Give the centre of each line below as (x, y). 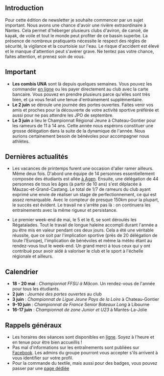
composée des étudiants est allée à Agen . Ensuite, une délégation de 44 (85, 179)
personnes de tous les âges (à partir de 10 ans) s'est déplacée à (77, 184)
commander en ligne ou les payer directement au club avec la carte (80, 89)
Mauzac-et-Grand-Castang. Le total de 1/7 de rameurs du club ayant (81, 189)
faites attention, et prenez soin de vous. (45, 57)
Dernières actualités (37, 157)
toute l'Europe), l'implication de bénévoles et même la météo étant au (82, 241)
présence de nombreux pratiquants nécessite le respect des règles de (76, 41)
